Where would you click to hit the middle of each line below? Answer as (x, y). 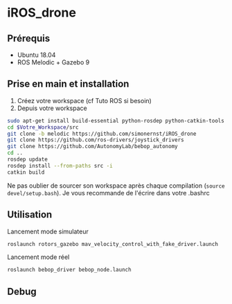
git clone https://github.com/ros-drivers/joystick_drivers (96, 140)
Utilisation (30, 215)
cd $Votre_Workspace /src (43, 127)
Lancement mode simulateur (48, 231)
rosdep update (28, 160)
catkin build (26, 172)
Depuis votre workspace (52, 108)
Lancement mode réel (38, 257)
